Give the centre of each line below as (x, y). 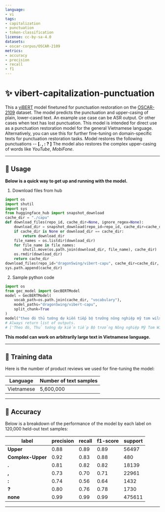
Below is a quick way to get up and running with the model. (66, 181)
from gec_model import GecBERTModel (42, 291)
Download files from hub (37, 190)
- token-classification (29, 32)
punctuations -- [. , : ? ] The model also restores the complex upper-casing (81, 143)
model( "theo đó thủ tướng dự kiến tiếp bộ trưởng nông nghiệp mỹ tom (78, 318)
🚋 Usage (18, 169)
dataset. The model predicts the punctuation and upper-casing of (82, 112)
